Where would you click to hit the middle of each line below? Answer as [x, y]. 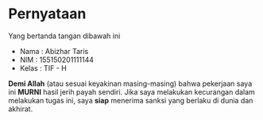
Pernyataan [47, 14]
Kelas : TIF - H [43, 68]
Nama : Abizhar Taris [54, 51]
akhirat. [21, 109]
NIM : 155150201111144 [56, 60]
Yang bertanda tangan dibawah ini [64, 36]
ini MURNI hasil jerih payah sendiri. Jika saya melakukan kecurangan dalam [132, 91]
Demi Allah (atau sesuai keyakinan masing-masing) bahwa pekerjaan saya [130, 83]
